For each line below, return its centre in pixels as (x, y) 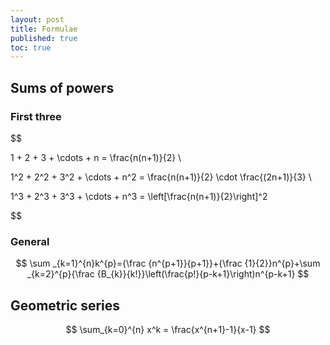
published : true (44, 38)
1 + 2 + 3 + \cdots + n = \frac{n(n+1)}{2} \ (96, 157)
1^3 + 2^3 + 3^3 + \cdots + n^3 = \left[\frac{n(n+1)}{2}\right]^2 (139, 196)
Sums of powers (62, 87)
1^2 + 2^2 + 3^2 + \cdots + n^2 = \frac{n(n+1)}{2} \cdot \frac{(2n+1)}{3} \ (161, 177)
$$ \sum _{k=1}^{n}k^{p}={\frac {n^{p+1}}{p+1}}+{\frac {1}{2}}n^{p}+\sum (168, 263)
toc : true (31, 47)
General (30, 241)
